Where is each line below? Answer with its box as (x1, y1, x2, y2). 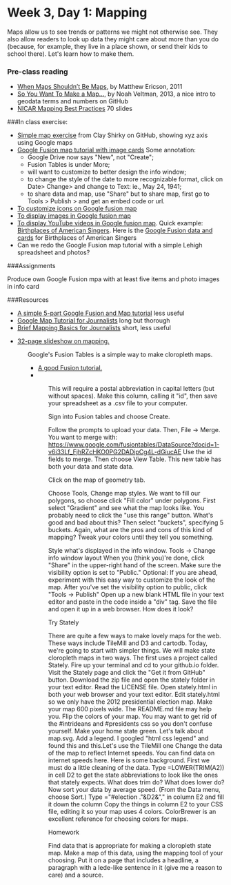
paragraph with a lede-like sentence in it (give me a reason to (48, 864, 223, 872)
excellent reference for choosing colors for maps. (48, 815, 189, 823)
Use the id (182, 448, 212, 456)
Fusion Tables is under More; (27, 161, 110, 169)
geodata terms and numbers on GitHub (17, 97, 129, 105)
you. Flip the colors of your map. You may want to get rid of (48, 712, 217, 721)
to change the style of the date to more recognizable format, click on (27, 175, 223, 183)
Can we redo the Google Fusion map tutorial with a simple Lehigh (17, 241, 203, 250)
